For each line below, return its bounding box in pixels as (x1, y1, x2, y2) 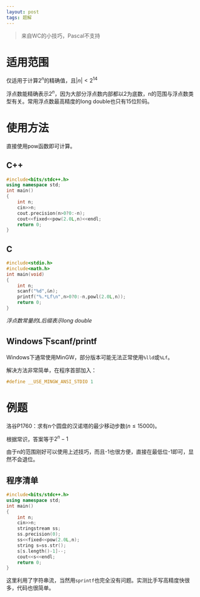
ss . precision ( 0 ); (17, 531, 61, 538)
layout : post (6, 8, 39, 15)
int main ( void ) (6, 271, 45, 277)
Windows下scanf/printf (6, 336, 97, 346)
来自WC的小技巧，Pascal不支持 (21, 32, 101, 39)
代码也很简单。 (16, 584, 55, 592)
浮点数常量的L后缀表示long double (6, 317, 92, 324)
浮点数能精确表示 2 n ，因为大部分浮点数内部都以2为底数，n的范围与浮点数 (6, 89, 189, 97)
